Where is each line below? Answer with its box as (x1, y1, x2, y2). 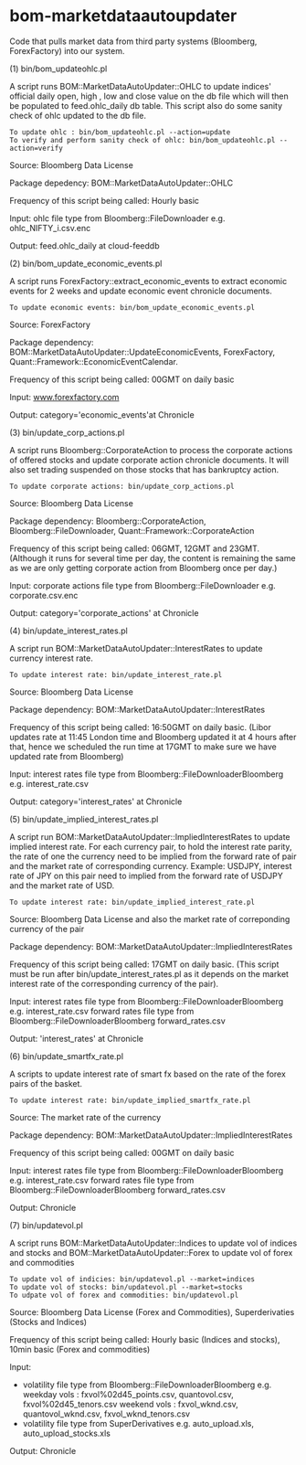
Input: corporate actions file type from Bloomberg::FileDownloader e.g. (9, 579, 276, 590)
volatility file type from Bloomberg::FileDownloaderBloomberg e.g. (22, 1379, 272, 1390)
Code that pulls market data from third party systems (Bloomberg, (9, 36, 258, 47)
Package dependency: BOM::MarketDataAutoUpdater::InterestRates (9, 704, 266, 715)
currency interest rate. (9, 653, 93, 663)
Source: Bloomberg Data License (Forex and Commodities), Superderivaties (9, 1306, 295, 1317)
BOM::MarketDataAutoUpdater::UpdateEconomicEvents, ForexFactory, (9, 346, 276, 357)
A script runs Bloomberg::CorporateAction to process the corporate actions (9, 444, 293, 455)
